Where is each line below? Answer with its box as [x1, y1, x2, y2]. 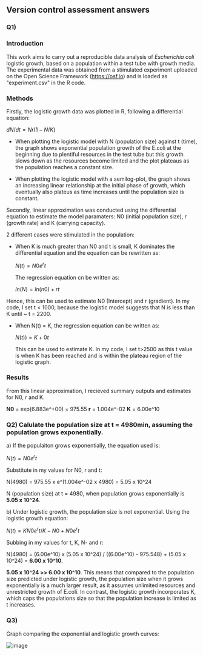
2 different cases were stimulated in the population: [6, 230, 135, 238]
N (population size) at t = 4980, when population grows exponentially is [6, 489, 185, 497]
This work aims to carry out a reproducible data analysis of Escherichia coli [6, 53, 195, 60]
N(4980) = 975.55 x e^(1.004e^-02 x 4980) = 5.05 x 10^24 [6, 478, 152, 485]
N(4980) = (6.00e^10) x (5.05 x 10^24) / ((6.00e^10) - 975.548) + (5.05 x [6, 551, 186, 558]
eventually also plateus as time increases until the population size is [15, 188, 184, 195]
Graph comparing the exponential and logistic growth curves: [6, 630, 159, 637]
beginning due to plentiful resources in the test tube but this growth [15, 150, 184, 158]
